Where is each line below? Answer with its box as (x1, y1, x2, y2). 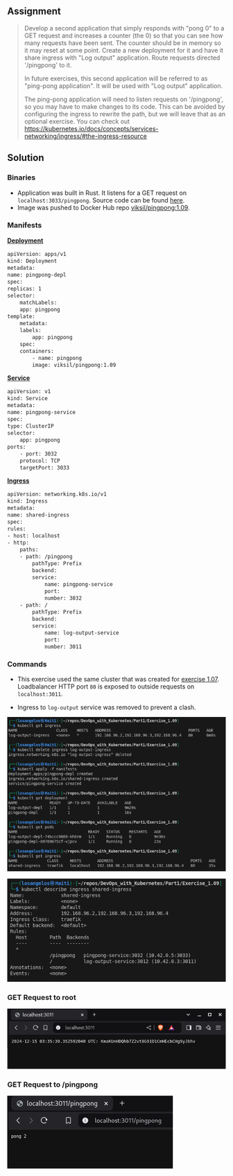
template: (7, 313, 36, 320)
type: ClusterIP (7, 422, 54, 429)
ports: (7, 443, 26, 450)
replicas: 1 (7, 285, 42, 292)
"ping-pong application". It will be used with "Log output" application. (24, 81, 223, 89)
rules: (7, 525, 26, 533)
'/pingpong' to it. (24, 60, 72, 69)
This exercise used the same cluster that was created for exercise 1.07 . (17, 675, 220, 684)
